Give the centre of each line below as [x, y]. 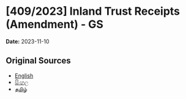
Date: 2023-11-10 [28, 41]
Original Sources [38, 61]
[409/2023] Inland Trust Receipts [93, 11]
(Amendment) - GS [54, 24]
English [24, 76]
